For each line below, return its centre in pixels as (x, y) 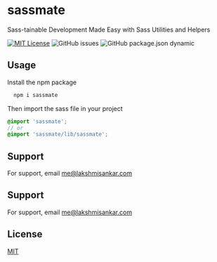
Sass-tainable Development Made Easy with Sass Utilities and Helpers (109, 30)
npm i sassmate (36, 95)
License (25, 234)
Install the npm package (42, 82)
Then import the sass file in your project (65, 108)
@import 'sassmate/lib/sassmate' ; (58, 135)
